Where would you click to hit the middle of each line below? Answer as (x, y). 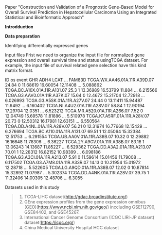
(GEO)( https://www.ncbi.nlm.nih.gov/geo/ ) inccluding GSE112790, (90, 207)
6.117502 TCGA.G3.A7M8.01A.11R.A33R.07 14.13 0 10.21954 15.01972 (73, 162)
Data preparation (23, 36)
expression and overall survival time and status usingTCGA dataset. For (77, 60)
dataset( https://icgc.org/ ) (50, 222)
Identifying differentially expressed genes (47, 45)
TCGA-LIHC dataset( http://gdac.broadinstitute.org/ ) (76, 197)
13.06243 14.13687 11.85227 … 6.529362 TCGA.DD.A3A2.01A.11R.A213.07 (78, 147)
